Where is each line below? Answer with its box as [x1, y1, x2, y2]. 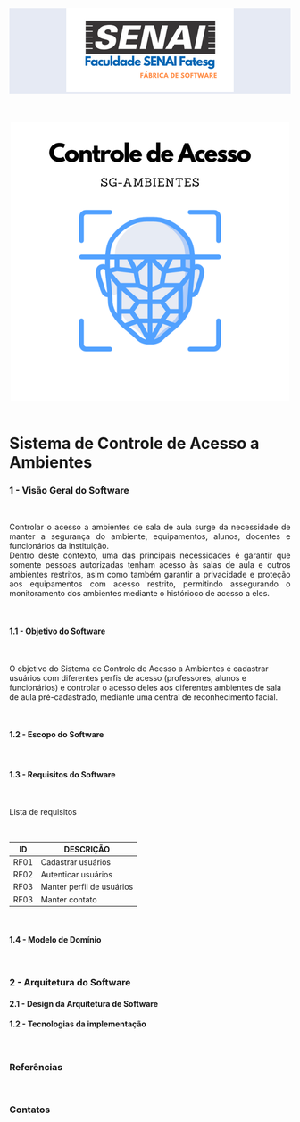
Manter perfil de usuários [40, 882, 134, 893]
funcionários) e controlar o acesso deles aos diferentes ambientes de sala [9, 682, 282, 693]
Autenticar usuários [40, 869, 113, 880]
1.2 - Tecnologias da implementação [9, 1018, 147, 1029]
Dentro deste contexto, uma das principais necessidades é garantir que [9, 550, 291, 561]
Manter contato [40, 893, 97, 904]
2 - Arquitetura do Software [9, 977, 131, 989]
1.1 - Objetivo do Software [9, 626, 105, 636]
